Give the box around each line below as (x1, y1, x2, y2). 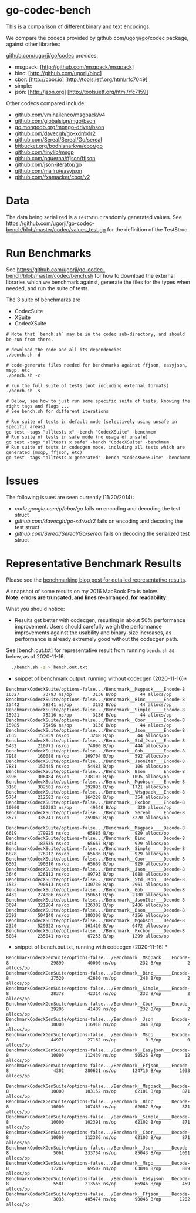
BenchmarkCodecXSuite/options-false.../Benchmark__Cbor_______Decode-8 (6, 856, 185, 862)
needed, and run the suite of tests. (6, 284, 90, 291)
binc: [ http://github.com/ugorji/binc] (14, 69, 102, 76)
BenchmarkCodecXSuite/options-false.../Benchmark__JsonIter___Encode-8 (6, 758, 185, 764)
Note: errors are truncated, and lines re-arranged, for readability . (6, 594, 168, 601)
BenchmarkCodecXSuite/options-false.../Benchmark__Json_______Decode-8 (6, 866, 185, 872)
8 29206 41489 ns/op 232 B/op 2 (6, 1006, 191, 1012)
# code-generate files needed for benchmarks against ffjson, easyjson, (6, 362, 188, 368)
